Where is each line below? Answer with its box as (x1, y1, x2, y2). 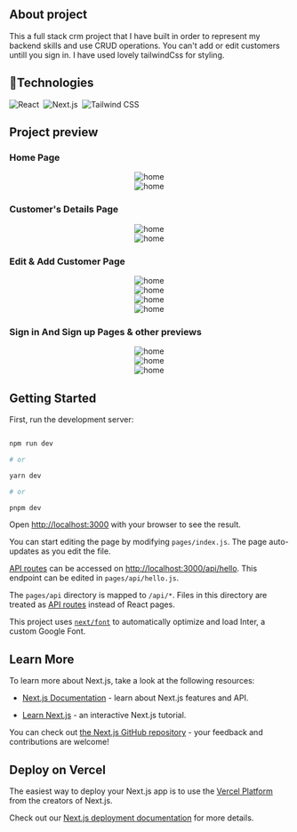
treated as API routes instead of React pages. (9, 599, 175, 610)
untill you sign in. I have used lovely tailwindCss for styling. (9, 49, 225, 60)
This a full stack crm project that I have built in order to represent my (9, 30, 261, 41)
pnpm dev (9, 503, 42, 512)
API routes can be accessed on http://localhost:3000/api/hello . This (9, 564, 258, 574)
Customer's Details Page (9, 204, 119, 216)
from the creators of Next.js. (9, 796, 113, 806)
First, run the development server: (9, 414, 134, 425)
